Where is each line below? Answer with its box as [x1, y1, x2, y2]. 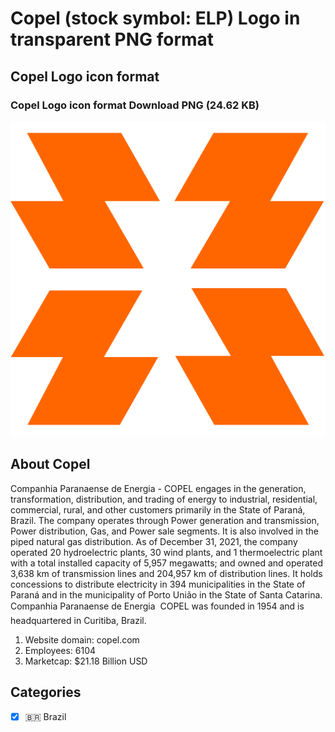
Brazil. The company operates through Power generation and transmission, [10, 514, 320, 526]
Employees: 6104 [24, 644, 97, 656]
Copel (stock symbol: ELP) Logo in [10, 7, 301, 30]
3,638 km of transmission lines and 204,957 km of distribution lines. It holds [10, 567, 323, 579]
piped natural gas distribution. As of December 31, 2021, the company [10, 535, 298, 547]
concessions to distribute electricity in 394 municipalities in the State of [10, 578, 306, 590]
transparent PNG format [10, 28, 215, 51]
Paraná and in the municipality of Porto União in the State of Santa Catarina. [10, 588, 323, 601]
